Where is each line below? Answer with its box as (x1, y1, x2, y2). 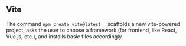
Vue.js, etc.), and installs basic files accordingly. (6, 32, 123, 40)
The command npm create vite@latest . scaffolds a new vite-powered (6, 20, 180, 27)
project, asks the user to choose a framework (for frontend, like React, (6, 27, 177, 34)
